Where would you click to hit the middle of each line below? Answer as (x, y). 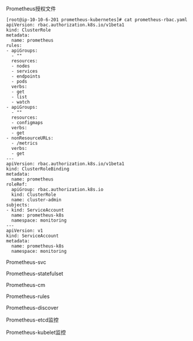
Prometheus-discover (32, 308)
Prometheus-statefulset (35, 273)
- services (25, 71)
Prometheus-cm (26, 285)
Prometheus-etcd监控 (33, 320)
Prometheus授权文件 (31, 9)
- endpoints (26, 76)
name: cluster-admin (36, 200)
